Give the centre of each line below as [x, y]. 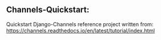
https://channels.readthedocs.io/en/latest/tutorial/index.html [80, 30]
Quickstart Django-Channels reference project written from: [80, 24]
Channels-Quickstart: [48, 10]
